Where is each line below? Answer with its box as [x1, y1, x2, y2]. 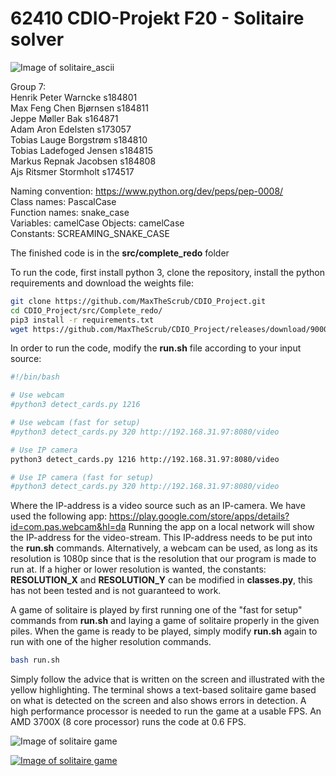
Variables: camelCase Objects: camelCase [10, 217, 185, 229]
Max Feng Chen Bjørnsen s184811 [10, 102, 149, 114]
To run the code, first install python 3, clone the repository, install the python [10, 266, 326, 278]
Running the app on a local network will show [128, 521, 315, 533]
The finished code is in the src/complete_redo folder [10, 247, 230, 259]
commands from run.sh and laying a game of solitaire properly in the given [10, 615, 320, 627]
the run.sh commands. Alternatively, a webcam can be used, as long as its [10, 542, 318, 554]
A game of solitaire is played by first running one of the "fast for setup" [10, 604, 303, 616]
